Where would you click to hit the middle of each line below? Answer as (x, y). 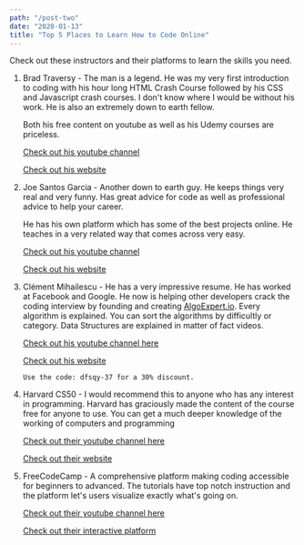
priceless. (41, 135)
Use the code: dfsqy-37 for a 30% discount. (108, 378)
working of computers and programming (99, 423)
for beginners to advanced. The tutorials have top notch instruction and (157, 486)
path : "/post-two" (44, 18)
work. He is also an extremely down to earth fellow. (118, 107)
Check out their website (67, 459)
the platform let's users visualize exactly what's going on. (130, 496)
